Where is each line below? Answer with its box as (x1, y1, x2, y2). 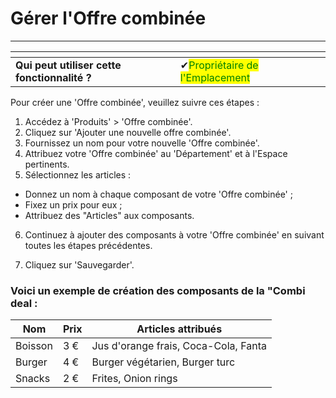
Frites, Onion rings (91, 372, 178, 386)
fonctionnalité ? (15, 70, 92, 84)
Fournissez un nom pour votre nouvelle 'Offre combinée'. (24, 137, 260, 149)
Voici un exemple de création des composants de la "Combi (10, 283, 306, 297)
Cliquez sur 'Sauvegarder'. (24, 258, 135, 271)
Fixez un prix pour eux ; (24, 198, 123, 211)
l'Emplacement (179, 70, 251, 84)
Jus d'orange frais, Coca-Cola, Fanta (91, 339, 267, 353)
